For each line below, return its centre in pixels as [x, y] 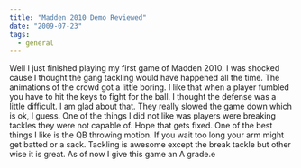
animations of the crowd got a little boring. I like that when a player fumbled [150, 87]
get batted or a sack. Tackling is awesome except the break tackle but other [150, 145]
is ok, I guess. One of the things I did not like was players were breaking [143, 116]
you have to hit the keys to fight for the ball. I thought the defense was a [143, 97]
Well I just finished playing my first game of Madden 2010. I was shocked [145, 68]
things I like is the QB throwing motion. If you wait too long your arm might [146, 135]
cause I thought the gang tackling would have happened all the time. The [145, 78]
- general [36, 43]
